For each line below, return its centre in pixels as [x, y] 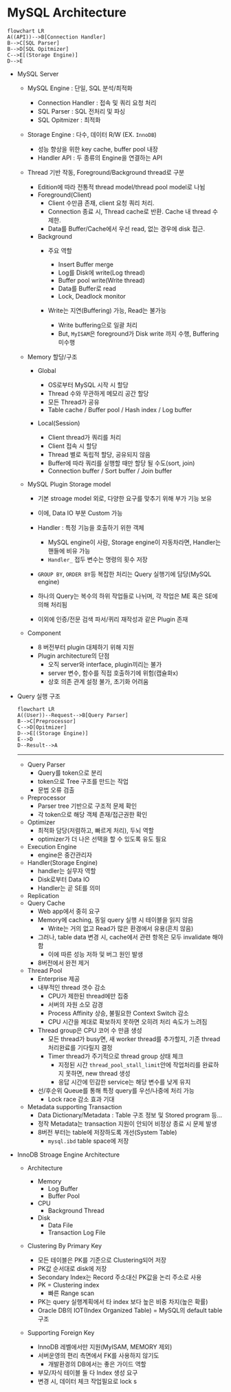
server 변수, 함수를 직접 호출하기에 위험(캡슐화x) [113, 673]
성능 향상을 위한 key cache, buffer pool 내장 [98, 149]
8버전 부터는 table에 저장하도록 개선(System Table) [107, 1132]
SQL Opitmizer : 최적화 [69, 120]
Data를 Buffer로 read [87, 288]
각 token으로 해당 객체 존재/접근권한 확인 [92, 814]
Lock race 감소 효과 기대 [81, 1099]
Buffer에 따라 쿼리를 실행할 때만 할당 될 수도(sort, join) [121, 463]
